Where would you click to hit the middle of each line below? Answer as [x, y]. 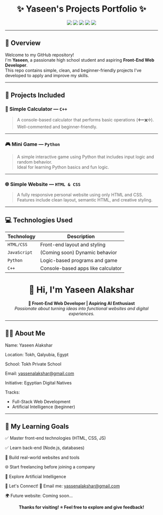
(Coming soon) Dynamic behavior [79, 252]
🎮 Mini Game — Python [33, 144]
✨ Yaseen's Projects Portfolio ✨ [81, 9]
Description [81, 236]
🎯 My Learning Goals [37, 426]
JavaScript [20, 252]
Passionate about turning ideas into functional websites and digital [81, 308]
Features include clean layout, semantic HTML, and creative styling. [85, 200]
